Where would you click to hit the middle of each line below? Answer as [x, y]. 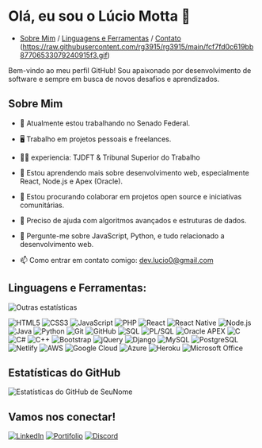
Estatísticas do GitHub [65, 373]
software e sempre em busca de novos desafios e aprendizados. [114, 79]
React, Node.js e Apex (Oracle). [71, 181]
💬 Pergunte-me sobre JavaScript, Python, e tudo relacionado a [122, 236]
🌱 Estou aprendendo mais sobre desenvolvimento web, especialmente [134, 172]
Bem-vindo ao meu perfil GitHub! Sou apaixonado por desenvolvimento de [130, 70]
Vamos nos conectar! [62, 417]
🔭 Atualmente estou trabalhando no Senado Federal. [105, 123]
